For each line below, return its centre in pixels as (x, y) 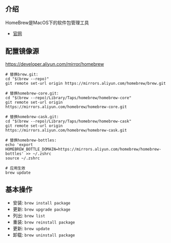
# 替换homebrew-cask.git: (32, 117)
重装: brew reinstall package (44, 222)
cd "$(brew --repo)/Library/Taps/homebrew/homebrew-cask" (68, 121)
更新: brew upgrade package (41, 209)
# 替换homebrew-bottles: (31, 140)
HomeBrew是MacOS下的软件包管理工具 (47, 23)
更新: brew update (31, 229)
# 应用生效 (15, 168)
